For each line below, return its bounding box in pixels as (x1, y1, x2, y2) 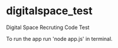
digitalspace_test (6, 4, 93, 18)
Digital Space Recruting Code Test (6, 24, 90, 31)
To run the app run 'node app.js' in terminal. (6, 35, 113, 42)
